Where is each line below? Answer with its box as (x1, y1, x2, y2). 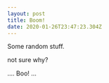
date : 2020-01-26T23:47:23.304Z (7, 23, 102, 30)
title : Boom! (7, 17, 46, 24)
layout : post (7, 10, 46, 17)
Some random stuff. (7, 43, 65, 51)
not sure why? (7, 56, 49, 64)
